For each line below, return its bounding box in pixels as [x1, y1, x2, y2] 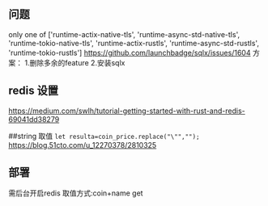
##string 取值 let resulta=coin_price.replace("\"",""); [8, 131, 200, 141]
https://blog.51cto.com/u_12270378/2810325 [8, 140, 157, 149]
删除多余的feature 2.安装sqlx [29, 57, 125, 67]
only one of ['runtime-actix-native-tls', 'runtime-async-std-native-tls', [8, 29, 240, 39]
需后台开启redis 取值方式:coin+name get [8, 188, 143, 198]
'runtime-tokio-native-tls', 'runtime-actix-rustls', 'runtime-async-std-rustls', [8, 38, 259, 48]
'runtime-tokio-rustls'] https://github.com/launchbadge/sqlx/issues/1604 [8, 48, 251, 57]
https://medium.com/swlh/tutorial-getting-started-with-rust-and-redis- [8, 106, 245, 116]
